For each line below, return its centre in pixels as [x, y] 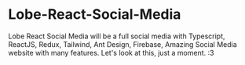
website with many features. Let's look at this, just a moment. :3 [111, 52]
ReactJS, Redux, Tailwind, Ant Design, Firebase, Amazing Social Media [122, 44]
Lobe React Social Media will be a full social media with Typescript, [117, 36]
